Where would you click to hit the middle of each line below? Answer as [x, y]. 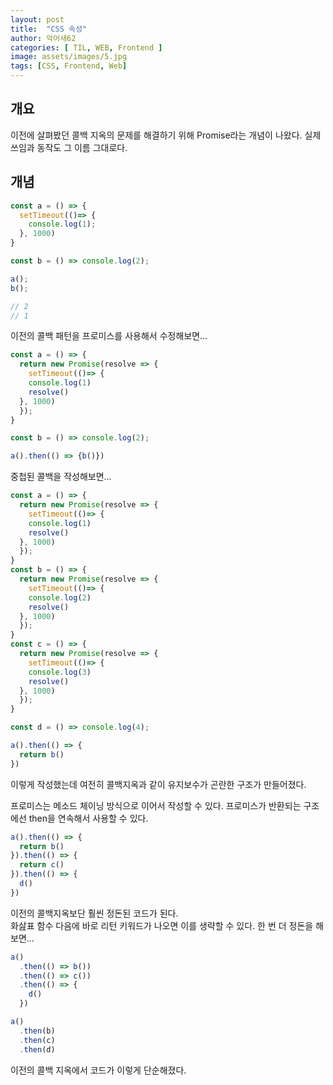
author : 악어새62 [43, 38]
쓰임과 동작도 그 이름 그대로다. [69, 147]
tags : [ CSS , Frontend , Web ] [69, 66]
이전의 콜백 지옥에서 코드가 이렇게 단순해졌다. [98, 1070]
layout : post [37, 19]
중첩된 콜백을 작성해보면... [61, 477]
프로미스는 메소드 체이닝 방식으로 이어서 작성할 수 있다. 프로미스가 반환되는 [156, 805]
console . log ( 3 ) [60, 672]
